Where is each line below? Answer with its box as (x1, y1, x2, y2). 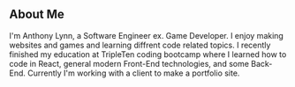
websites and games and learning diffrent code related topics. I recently (9, 40, 271, 50)
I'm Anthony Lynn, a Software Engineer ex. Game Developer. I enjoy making (9, 30, 284, 40)
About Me (9, 7, 64, 22)
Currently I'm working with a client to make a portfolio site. (27, 68, 240, 78)
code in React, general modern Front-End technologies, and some (9, 58, 250, 69)
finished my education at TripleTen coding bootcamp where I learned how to (9, 48, 287, 60)
